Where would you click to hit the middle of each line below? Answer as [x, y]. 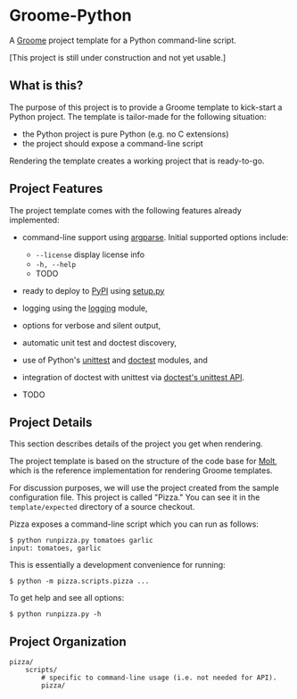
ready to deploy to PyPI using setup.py [93, 290]
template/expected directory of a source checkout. [102, 507]
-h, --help [56, 264]
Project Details [51, 422]
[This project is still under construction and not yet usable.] [118, 57]
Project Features [56, 189]
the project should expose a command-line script [112, 143]
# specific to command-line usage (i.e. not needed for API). [159, 678]
